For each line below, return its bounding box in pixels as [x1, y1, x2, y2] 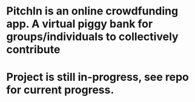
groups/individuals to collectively [6, 30, 179, 43]
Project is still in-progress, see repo [6, 71, 190, 84]
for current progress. [6, 83, 114, 97]
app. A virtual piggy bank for [6, 17, 153, 31]
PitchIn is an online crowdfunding [6, 4, 179, 18]
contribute [6, 43, 61, 57]
